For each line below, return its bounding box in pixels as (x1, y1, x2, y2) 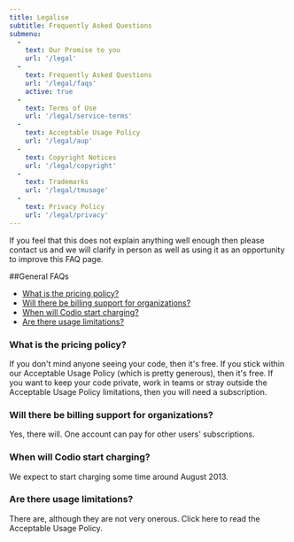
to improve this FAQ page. (9, 253, 104, 264)
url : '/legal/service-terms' (25, 112, 133, 120)
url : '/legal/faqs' (25, 79, 97, 88)
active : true (25, 87, 73, 96)
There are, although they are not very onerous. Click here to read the (9, 513, 260, 523)
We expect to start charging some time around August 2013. (9, 471, 228, 482)
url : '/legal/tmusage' (25, 186, 109, 195)
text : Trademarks (25, 178, 89, 187)
